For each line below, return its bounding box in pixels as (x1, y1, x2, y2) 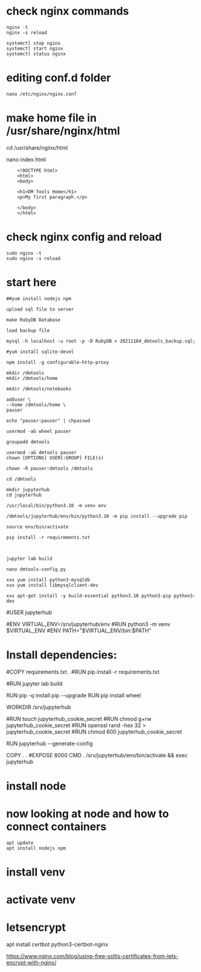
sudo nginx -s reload (6, 255, 61, 261)
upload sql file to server (6, 306, 74, 312)
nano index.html (6, 156, 46, 163)
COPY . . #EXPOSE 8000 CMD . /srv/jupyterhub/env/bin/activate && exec (6, 751, 188, 759)
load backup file (6, 327, 50, 333)
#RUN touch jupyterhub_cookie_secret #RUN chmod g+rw (6, 715, 152, 722)
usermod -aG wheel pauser (6, 428, 71, 434)
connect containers (6, 820, 107, 833)
